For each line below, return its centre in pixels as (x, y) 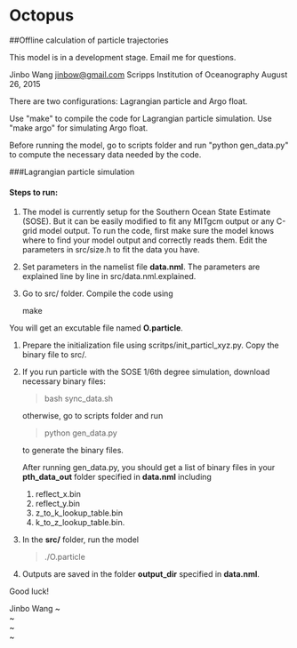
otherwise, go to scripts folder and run (92, 416)
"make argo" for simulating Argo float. (79, 128)
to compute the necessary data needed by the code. (105, 154)
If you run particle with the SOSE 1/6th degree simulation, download (146, 372)
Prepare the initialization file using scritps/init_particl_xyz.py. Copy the (150, 345)
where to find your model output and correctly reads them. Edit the (144, 240)
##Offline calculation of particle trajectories (89, 40)
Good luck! (29, 591)
